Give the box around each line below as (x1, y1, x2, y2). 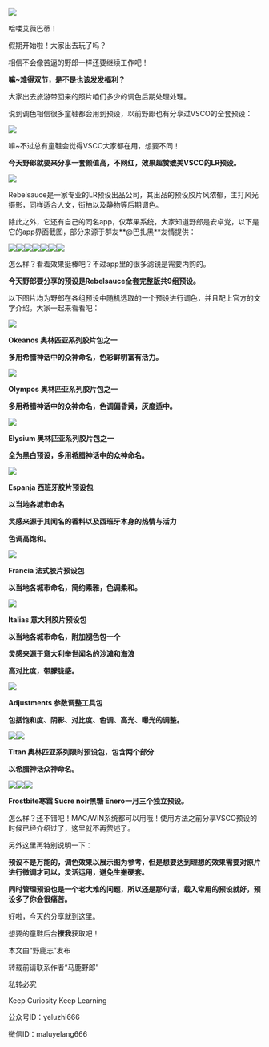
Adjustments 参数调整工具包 (8, 698, 103, 707)
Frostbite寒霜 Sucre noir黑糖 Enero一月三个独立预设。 (8, 796, 188, 806)
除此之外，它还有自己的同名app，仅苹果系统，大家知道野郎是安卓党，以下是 (8, 217, 260, 226)
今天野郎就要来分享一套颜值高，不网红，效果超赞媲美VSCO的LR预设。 (8, 158, 241, 168)
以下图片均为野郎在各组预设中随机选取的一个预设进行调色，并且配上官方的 (8, 293, 254, 302)
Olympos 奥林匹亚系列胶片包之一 (8, 385, 118, 394)
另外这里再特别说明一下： (8, 840, 93, 850)
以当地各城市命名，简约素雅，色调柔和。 (8, 583, 142, 592)
